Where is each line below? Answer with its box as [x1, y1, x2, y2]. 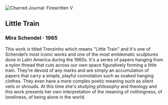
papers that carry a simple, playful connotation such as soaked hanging [5, 72, 154, 78]
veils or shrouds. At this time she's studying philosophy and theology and [5, 83, 157, 89]
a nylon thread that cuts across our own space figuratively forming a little [5, 62, 157, 68]
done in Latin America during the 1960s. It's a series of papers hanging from [5, 56, 163, 62]
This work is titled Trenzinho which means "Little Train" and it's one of [5, 46, 151, 52]
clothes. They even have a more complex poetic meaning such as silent [5, 78, 153, 84]
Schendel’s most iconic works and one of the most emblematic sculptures [5, 51, 158, 57]
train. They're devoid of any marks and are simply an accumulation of [5, 67, 149, 73]
